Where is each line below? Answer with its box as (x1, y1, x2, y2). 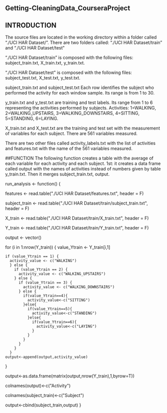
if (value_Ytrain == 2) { (14, 267, 68, 272)
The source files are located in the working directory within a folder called (5, 34, 157, 40)
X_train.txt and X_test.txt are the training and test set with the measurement (5, 125, 161, 131)
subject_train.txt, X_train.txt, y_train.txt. (5, 60, 85, 66)
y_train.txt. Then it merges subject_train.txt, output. (5, 171, 110, 177)
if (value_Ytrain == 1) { (5, 254, 59, 259)
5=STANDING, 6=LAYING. (5, 115, 59, 121)
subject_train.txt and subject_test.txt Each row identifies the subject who (5, 84, 155, 90)
